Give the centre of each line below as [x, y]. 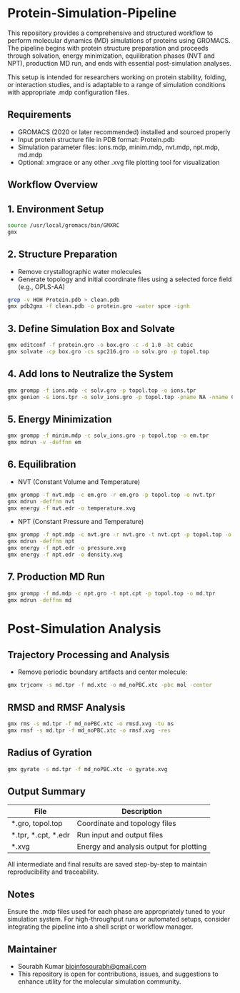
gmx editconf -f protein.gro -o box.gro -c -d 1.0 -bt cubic [100, 345]
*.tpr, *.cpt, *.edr [40, 835]
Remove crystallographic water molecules [79, 271]
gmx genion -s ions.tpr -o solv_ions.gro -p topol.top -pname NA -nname [118, 397]
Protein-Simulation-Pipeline [92, 13]
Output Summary [46, 791]
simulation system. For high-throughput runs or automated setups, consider [119, 919]
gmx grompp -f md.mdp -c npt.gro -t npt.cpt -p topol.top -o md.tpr [111, 593]
